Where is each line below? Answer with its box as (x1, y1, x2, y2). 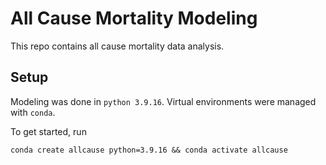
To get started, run (10, 125, 87, 137)
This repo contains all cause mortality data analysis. (10, 40, 225, 52)
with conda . (10, 106, 56, 118)
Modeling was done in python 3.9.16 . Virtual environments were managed (10, 95, 317, 107)
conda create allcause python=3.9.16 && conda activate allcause (10, 145, 288, 155)
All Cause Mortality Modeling (10, 7, 258, 30)
